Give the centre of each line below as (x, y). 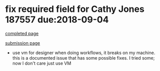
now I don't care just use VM (42, 63)
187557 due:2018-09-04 (57, 20)
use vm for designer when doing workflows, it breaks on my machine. (84, 53)
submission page (23, 43)
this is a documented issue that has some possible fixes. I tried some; (83, 58)
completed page (22, 33)
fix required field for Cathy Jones (75, 9)
